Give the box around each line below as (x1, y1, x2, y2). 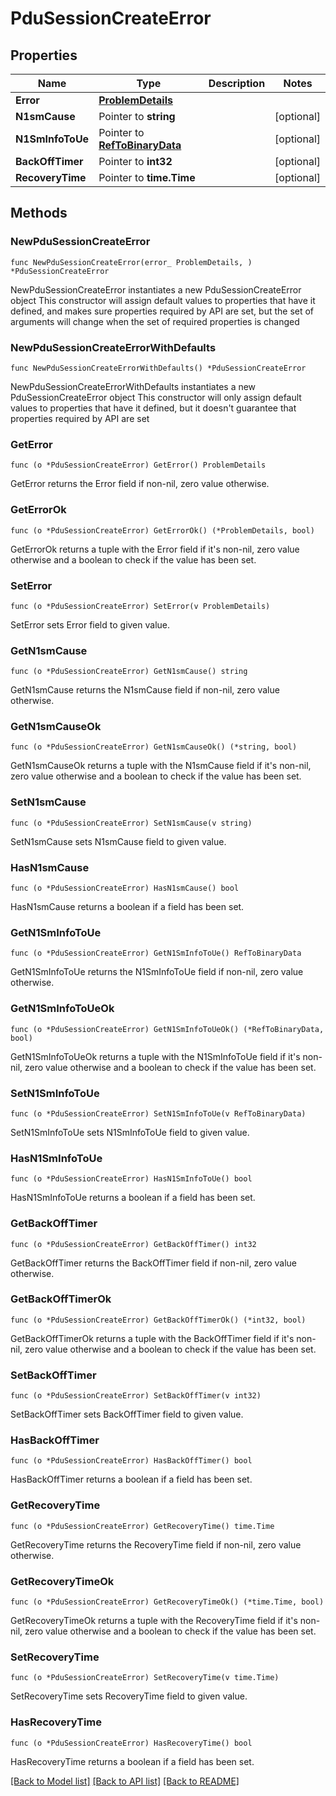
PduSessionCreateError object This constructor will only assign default (10, 391, 302, 403)
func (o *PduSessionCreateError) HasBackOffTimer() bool (10, 1456, 253, 1466)
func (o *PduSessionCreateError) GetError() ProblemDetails (10, 460, 267, 471)
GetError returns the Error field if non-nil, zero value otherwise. (10, 478, 270, 490)
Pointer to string (98, 110, 176, 123)
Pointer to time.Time (98, 171, 196, 184)
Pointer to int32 (98, 155, 173, 168)
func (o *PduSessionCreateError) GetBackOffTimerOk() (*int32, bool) (10, 1315, 307, 1325)
